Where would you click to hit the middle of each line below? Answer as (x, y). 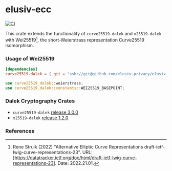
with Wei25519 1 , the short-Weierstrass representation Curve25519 (75, 39)
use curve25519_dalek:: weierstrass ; (44, 83)
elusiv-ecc (28, 9)
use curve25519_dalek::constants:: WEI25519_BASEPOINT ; (65, 88)
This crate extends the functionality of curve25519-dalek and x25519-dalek (83, 33)
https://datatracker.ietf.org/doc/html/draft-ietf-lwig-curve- (76, 158)
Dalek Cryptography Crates (40, 101)
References (20, 131)
